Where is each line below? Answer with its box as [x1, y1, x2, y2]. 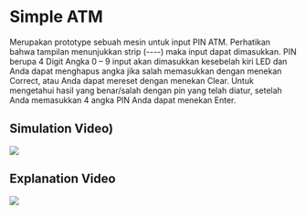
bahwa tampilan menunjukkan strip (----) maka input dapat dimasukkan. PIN [9, 46, 297, 56]
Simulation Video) [9, 121, 114, 137]
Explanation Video [9, 171, 116, 187]
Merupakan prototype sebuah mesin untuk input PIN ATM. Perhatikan [9, 36, 271, 47]
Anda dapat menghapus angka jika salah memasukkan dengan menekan [9, 66, 282, 77]
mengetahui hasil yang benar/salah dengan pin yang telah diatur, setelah [9, 85, 283, 96]
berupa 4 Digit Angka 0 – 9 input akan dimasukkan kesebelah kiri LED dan [9, 56, 288, 67]
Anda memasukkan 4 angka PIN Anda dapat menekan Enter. [9, 94, 237, 106]
